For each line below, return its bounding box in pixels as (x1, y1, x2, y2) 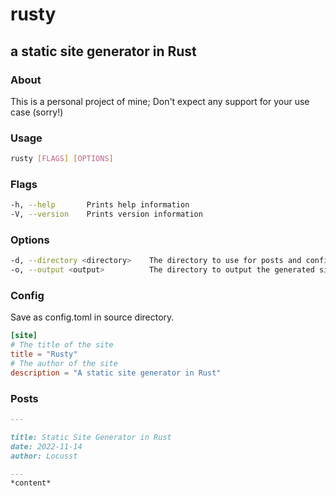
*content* (10, 478, 52, 488)
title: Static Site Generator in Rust (10, 432, 172, 442)
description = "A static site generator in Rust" (10, 368, 222, 378)
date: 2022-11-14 (10, 441, 83, 452)
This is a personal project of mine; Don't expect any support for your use (10, 95, 310, 107)
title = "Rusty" (10, 349, 78, 360)
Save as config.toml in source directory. (10, 311, 175, 323)
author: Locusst (10, 451, 78, 461)
